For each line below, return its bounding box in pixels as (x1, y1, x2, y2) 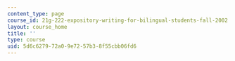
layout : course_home (7, 23, 68, 30)
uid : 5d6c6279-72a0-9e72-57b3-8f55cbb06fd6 (7, 43, 137, 50)
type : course (7, 36, 46, 43)
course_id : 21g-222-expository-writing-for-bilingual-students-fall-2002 (7, 17, 229, 24)
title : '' (7, 29, 37, 37)
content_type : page (7, 10, 65, 18)
